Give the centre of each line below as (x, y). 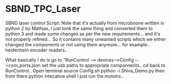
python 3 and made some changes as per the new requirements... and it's (83, 34)
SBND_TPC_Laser (43, 9)
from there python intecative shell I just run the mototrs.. (65, 76)
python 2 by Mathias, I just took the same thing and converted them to (79, 28)
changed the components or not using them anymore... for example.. (78, 44)
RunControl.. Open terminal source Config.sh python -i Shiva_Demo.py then (85, 71)
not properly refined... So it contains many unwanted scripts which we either (86, 39)
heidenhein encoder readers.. (36, 50)
